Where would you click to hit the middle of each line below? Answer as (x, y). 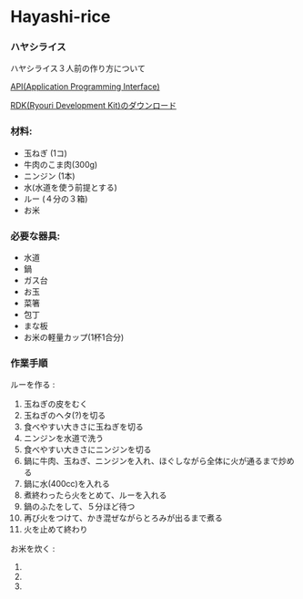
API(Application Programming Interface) (85, 87)
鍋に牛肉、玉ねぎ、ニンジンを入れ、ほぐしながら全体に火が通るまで (151, 461)
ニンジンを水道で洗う (63, 439)
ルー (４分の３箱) (56, 199)
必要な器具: (35, 236)
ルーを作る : (33, 385)
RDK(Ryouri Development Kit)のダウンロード (93, 106)
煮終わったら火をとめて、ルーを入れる (95, 495)
